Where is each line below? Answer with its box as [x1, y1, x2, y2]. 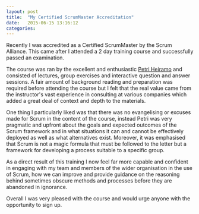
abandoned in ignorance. [6, 184, 68, 191]
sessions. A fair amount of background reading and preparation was [6, 78, 173, 86]
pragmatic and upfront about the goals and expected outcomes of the [6, 121, 177, 128]
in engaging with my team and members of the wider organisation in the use [6, 165, 193, 172]
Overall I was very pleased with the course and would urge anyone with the [6, 195, 191, 202]
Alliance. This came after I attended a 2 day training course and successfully [6, 48, 194, 55]
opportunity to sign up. [6, 202, 62, 209]
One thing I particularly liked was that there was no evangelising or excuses [6, 109, 191, 116]
